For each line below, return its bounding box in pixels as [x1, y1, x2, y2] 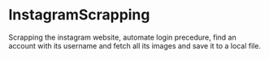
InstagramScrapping [8, 6, 150, 24]
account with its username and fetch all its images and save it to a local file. [8, 40, 262, 50]
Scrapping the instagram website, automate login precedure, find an [8, 32, 237, 42]
